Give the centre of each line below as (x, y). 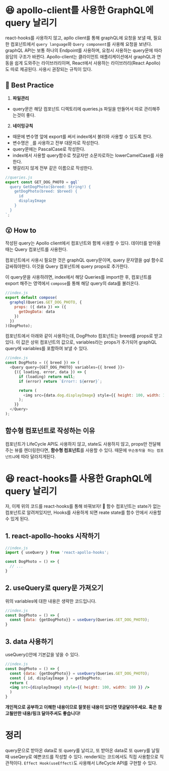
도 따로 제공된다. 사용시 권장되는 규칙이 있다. (49, 69)
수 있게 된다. (17, 519)
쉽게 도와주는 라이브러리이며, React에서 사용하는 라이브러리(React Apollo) (88, 63)
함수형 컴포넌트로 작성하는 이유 (50, 431)
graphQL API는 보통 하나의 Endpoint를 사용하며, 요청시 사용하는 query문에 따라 (84, 50)
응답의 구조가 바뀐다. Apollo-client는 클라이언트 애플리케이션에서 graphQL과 (80, 56)
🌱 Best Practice (30, 85)
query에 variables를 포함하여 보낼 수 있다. (47, 349)
